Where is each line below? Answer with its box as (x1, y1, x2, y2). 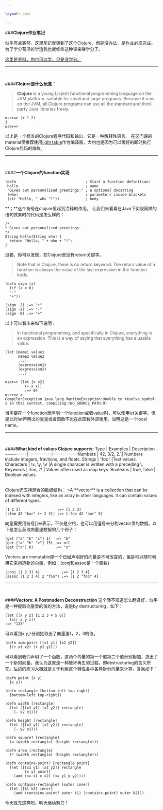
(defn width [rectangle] (5, 701, 55, 706)
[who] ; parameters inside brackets (7, 192, 147, 197)
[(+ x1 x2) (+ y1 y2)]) (9, 644, 57, 649)
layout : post (5, 11, 32, 16)
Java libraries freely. (29, 106, 69, 112)
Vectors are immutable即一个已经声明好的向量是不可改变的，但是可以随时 (5, 553, 152, 560)
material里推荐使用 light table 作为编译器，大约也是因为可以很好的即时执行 (5, 139, 151, 145)
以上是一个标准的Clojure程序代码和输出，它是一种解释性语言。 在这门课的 (5, 133, 152, 139)
